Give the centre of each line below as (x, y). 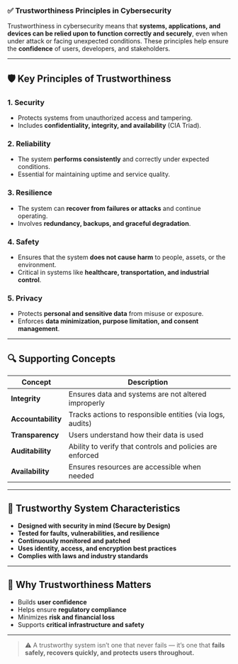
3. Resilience (30, 192)
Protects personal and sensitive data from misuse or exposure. (110, 314)
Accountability (36, 419)
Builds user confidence (52, 602)
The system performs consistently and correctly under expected (113, 159)
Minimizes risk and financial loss (66, 617)
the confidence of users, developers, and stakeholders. (89, 49)
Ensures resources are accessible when (135, 467)
